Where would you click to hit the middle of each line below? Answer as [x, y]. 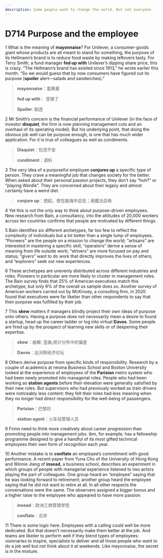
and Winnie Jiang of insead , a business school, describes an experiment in [80, 464]
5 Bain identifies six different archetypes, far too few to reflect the [71, 230]
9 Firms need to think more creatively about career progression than [73, 428]
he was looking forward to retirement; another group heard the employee [78, 479]
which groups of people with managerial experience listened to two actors [80, 469]
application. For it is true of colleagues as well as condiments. [67, 139]
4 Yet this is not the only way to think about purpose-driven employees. [77, 210]
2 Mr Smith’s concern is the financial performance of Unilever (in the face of [81, 119]
